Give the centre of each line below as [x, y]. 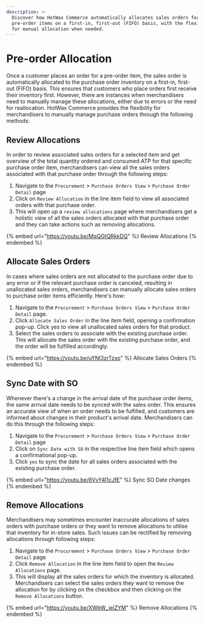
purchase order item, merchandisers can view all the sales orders [88, 167]
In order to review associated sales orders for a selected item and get [93, 155]
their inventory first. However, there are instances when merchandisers [95, 95]
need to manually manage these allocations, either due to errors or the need [101, 101]
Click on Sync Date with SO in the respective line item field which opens [105, 448]
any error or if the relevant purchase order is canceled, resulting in [90, 282]
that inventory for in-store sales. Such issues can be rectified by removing [99, 533]
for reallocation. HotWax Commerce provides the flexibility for [83, 108]
